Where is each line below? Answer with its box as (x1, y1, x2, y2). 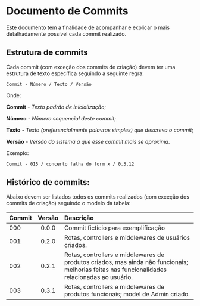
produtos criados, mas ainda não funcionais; (64, 258, 189, 266)
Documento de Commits (6, 4, 129, 18)
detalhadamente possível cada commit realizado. (6, 30, 127, 37)
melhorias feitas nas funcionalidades (64, 265, 167, 274)
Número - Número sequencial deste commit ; (6, 115, 116, 122)
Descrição (64, 214, 94, 222)
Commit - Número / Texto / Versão (6, 81, 92, 87)
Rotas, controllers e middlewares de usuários (64, 233, 190, 242)
